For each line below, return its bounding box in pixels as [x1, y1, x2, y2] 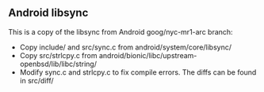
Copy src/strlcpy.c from [19, 50, 98, 60]
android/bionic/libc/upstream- [98, 50, 197, 60]
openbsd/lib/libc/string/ [19, 59, 98, 68]
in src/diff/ [19, 75, 54, 85]
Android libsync [8, 6, 89, 20]
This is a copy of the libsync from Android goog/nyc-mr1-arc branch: [8, 27, 233, 36]
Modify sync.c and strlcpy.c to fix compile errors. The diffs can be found [19, 67, 257, 77]
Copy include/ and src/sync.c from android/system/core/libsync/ [19, 42, 232, 52]
